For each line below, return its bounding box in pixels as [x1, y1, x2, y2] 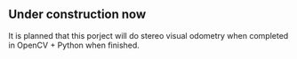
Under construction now [8, 7, 147, 22]
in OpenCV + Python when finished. [8, 40, 140, 50]
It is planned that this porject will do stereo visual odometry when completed [8, 30, 289, 41]
